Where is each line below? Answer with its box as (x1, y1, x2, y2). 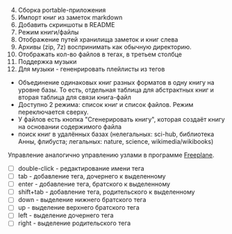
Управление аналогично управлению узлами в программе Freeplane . (8, 151, 215, 159)
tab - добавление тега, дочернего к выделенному (17, 172, 166, 181)
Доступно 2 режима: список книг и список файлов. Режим (17, 101, 194, 108)
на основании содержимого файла (17, 123, 122, 131)
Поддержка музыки (17, 58, 77, 65)
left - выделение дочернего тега (17, 211, 114, 219)
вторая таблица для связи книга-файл (17, 93, 131, 101)
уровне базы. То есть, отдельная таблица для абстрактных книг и (17, 86, 215, 94)
